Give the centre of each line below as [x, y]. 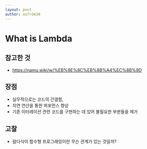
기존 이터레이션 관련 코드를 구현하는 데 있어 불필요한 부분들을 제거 [75, 112]
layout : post [18, 10]
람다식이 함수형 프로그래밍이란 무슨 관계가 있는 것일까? [64, 142]
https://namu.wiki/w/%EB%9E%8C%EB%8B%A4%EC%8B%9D [77, 70]
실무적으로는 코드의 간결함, [38, 99]
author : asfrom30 [23, 14]
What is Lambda [39, 39]
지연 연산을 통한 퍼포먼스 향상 [40, 106]
